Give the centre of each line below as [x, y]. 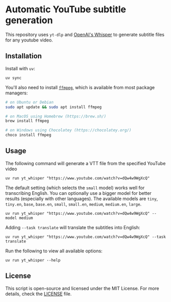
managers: [17, 93]
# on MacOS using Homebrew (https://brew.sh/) [56, 116]
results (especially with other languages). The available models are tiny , [82, 198]
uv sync [14, 78]
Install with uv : [20, 68]
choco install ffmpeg [28, 135]
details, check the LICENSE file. [38, 294]
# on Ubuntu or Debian [29, 102]
